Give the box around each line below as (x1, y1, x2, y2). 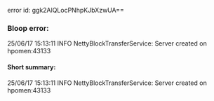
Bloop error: (7, 23, 49, 33)
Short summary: (7, 62, 56, 71)
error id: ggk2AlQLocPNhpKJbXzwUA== (7, 6, 124, 14)
